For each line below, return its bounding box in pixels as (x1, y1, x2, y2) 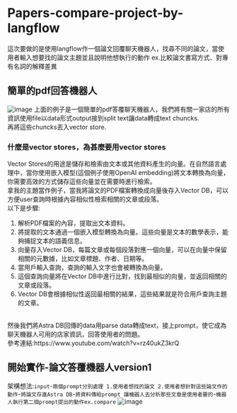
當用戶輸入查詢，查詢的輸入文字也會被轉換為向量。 (17, 264, 167, 272)
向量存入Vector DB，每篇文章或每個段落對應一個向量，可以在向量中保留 (17, 246, 228, 254)
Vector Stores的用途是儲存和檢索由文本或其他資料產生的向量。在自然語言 (7, 159, 221, 168)
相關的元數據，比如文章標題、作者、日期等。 (17, 254, 149, 263)
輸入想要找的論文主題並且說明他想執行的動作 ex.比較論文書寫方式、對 (19, 53, 223, 62)
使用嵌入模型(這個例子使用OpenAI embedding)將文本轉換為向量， (37, 169, 230, 177)
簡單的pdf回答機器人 (7, 85, 98, 97)
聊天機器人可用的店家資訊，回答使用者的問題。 (7, 330, 144, 339)
